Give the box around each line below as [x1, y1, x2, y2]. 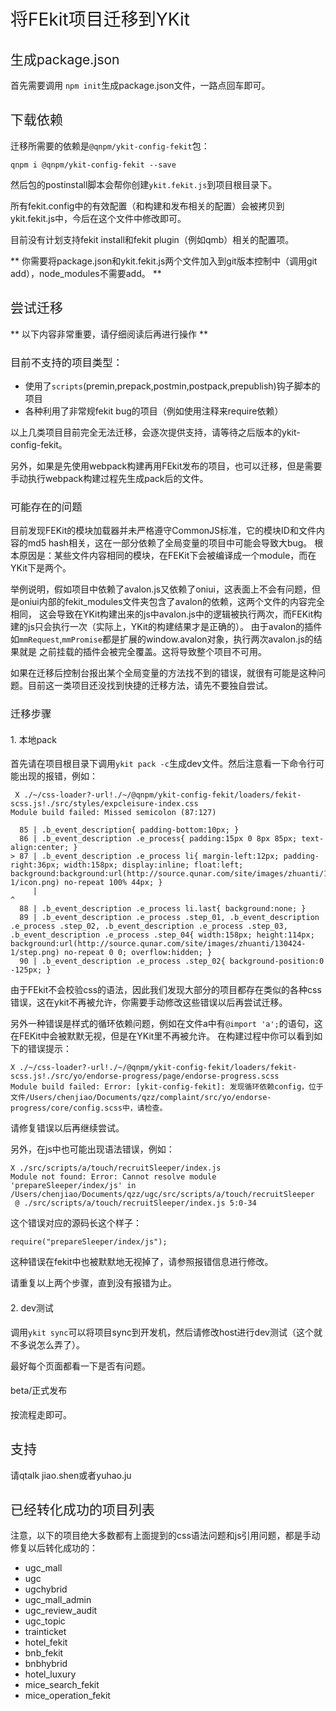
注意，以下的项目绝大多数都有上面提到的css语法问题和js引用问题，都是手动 [10, 1530, 321, 1542]
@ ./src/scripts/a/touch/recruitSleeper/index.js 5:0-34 [14, 1198, 257, 1209]
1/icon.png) [10, 878, 60, 888]
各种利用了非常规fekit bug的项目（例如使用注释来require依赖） [24, 405, 284, 417]
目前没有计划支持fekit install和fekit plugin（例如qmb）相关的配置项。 [10, 233, 295, 245]
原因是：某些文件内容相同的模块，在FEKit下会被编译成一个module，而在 [18, 550, 317, 562]
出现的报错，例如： [18, 770, 98, 782]
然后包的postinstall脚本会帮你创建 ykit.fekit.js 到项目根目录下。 [10, 178, 278, 190]
